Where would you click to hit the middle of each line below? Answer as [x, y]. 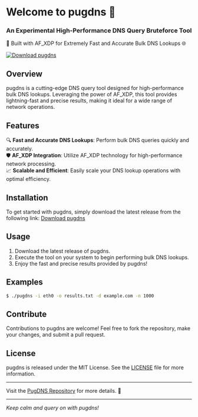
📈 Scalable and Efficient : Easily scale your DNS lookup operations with [93, 170]
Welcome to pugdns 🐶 [61, 12]
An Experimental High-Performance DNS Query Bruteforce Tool [99, 31]
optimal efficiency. [29, 179]
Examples [24, 282]
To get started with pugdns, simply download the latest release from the [93, 212]
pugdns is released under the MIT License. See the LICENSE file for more [95, 368]
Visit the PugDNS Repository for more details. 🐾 [64, 391]
